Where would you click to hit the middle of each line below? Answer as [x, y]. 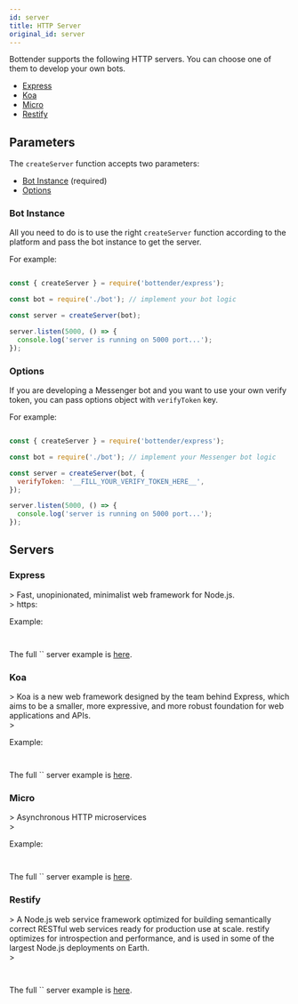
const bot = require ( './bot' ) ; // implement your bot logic [123, 300]
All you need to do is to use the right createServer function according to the [148, 233]
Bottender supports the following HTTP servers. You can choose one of [141, 60]
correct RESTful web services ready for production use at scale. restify [139, 928]
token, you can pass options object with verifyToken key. [114, 400]
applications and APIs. [50, 716]
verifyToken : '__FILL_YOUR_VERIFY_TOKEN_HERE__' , [111, 481]
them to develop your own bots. [68, 68]
